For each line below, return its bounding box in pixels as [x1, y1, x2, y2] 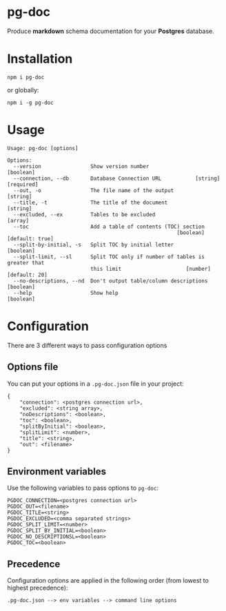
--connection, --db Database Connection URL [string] [13, 175, 220, 182]
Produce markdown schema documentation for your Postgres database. [7, 27, 215, 35]
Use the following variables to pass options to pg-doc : [7, 484, 159, 493]
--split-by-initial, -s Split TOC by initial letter [13, 241, 174, 248]
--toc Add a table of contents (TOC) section [13, 223, 205, 230]
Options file [7, 361, 59, 373]
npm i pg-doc [7, 74, 45, 81]
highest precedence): [7, 583, 68, 592]
